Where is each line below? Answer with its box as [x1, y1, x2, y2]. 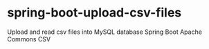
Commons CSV [7, 35, 51, 43]
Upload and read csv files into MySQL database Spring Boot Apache [7, 28, 203, 36]
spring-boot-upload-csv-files [7, 5, 182, 21]
